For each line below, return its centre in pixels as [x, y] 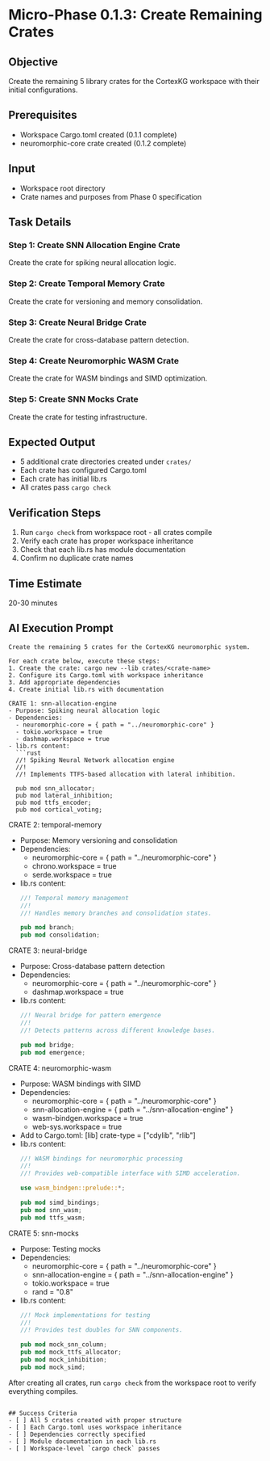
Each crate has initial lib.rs [63, 479]
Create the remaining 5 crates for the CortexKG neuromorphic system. [129, 647]
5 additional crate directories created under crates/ [106, 461]
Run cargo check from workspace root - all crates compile [116, 533]
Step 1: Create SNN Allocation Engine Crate [94, 245]
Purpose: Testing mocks [60, 1248]
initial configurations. [43, 90]
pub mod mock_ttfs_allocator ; [71, 1352]
